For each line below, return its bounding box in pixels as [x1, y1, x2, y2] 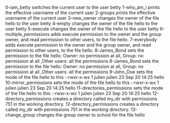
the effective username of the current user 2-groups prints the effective [5, 10, 156, 16]
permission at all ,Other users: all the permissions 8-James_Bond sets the [5, 58, 159, 64]
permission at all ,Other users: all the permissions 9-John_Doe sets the [5, 69, 153, 75]
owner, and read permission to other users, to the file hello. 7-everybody [5, 36, 157, 43]
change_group [5, 112, 36, 118]
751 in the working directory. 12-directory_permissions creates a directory [5, 101, 159, 107]
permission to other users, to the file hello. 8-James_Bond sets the [5, 48, 145, 53]
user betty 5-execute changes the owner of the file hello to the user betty [5, 26, 159, 32]
